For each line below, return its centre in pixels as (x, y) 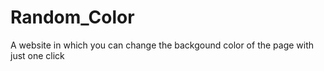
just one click (37, 55)
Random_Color (72, 17)
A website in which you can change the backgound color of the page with (162, 45)
